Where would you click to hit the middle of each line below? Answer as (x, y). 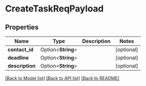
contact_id (20, 49)
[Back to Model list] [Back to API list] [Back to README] (62, 78)
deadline (18, 58)
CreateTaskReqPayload (54, 9)
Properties (22, 27)
